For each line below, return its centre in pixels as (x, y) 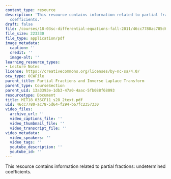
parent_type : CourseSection (35, 85)
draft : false (19, 24)
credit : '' (21, 52)
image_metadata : (22, 43)
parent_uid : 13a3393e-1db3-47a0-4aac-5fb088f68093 (60, 90)
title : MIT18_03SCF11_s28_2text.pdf (44, 100)
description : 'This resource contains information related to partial (82, 15)
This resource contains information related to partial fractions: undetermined (85, 166)
